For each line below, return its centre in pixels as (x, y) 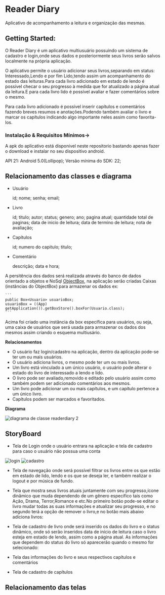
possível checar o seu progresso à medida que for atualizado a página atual (82, 86)
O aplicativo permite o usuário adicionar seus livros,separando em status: (80, 70)
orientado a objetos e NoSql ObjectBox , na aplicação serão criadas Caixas (81, 281)
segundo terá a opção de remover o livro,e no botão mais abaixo (78, 511)
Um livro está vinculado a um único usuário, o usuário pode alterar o (82, 367)
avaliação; (23, 228)
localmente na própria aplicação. (39, 61)
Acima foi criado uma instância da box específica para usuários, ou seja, (79, 322)
